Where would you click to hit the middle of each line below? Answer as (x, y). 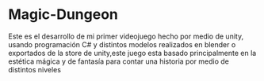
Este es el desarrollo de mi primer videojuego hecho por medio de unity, (126, 36)
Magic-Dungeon (63, 15)
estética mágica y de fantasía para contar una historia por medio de (119, 61)
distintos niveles (35, 69)
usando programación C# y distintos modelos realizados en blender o (122, 44)
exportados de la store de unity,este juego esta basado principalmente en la (132, 53)
